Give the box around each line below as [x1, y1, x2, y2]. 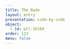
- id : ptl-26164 [10, 27, 44, 32]
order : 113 [5, 31, 29, 36]
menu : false [5, 36, 31, 41]
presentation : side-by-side [5, 17, 65, 22]
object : [5, 21, 22, 27]
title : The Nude [5, 7, 40, 13]
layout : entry [5, 12, 36, 17]
